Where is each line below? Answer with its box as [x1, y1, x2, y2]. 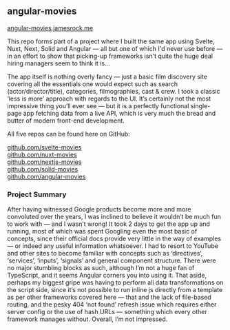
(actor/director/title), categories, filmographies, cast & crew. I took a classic [7, 87, 220, 95]
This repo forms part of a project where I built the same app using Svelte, [7, 37, 215, 45]
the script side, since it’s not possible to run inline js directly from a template [7, 286, 223, 294]
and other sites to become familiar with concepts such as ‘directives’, [7, 249, 203, 258]
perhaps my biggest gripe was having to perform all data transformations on [7, 278, 224, 287]
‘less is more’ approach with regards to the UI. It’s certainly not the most [7, 94, 211, 103]
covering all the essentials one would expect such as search [7, 79, 178, 88]
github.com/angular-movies [7, 172, 86, 181]
